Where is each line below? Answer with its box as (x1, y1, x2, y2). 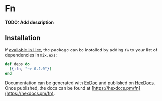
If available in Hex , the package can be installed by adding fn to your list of (5, 47, 158, 52)
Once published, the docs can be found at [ (5, 85, 94, 91)
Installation (5, 34, 40, 42)
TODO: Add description (5, 19, 54, 25)
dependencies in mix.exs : (5, 52, 57, 58)
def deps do (5, 61, 30, 67)
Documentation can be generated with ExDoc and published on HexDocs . (5, 80, 155, 86)
